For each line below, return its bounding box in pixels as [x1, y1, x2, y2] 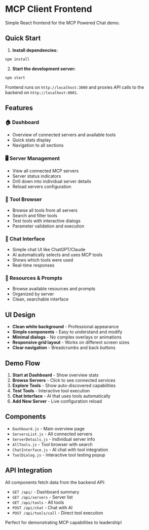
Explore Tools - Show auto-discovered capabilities [12, 382, 116, 388]
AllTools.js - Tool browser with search [12, 441, 93, 447]
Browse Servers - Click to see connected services [12, 378, 116, 383]
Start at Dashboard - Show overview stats [12, 372, 99, 378]
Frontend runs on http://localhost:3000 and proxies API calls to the [5, 84, 145, 90]
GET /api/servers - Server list [12, 494, 73, 500]
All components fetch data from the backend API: [5, 479, 105, 485]
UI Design [5, 310, 36, 319]
